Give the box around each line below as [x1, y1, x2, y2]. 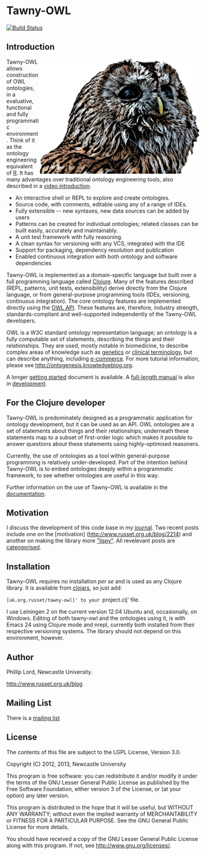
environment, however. [6, 634, 64, 642]
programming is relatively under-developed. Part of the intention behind [6, 458, 188, 466]
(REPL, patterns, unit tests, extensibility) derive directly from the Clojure [6, 284, 188, 292]
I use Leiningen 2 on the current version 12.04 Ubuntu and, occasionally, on [6, 608, 197, 615]
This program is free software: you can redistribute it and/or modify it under [6, 772, 197, 779]
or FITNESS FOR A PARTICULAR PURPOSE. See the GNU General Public [6, 816, 189, 824]
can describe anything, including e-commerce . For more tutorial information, [6, 354, 200, 362]
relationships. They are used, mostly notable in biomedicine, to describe [6, 342, 189, 349]
